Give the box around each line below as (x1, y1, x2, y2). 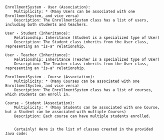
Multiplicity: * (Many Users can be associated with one (14, 9, 135, 14)
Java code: (5, 131, 28, 136)
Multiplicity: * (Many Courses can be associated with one (14, 79, 140, 84)
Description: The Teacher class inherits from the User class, (14, 61, 149, 66)
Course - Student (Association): (5, 101, 75, 106)
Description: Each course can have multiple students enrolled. (14, 114, 151, 119)
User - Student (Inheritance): (5, 31, 70, 36)
